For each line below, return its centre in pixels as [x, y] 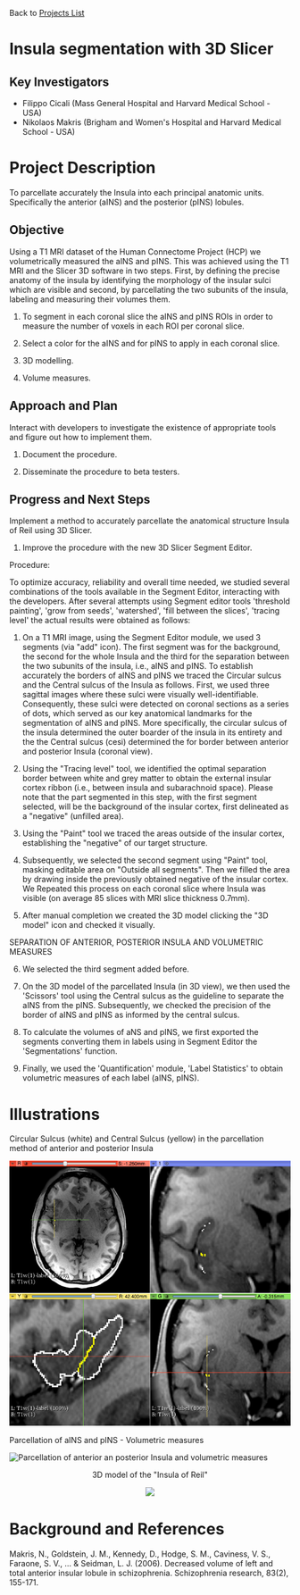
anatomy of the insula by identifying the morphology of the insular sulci [140, 280]
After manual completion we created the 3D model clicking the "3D [146, 915]
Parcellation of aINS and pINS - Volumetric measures [107, 1440]
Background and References [117, 1529]
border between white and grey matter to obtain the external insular [147, 778]
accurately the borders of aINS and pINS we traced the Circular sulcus [152, 676]
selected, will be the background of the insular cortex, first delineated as [155, 806]
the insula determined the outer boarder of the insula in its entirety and [152, 732]
